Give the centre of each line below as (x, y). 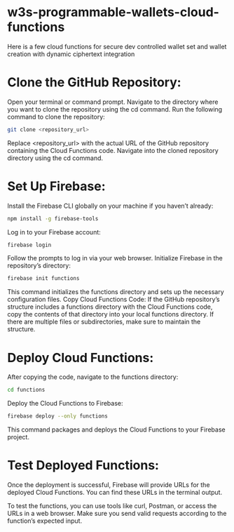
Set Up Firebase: (56, 186)
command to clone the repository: (56, 117)
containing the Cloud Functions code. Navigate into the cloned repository (113, 150)
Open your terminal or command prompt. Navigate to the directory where (113, 102)
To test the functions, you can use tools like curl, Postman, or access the (112, 505)
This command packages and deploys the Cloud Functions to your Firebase (116, 430)
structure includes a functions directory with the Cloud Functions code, (110, 307)
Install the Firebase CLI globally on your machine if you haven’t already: (110, 206)
